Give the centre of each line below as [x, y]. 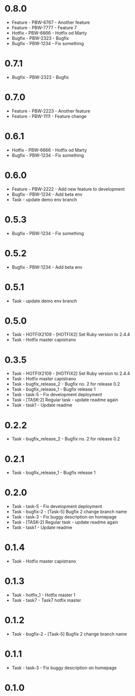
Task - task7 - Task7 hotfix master [47, 600]
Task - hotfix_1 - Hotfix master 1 [44, 595]
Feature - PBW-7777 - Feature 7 [44, 27]
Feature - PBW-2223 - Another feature [51, 111]
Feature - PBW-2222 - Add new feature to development [68, 189]
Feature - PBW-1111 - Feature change [49, 116]
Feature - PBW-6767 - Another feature [51, 22]
